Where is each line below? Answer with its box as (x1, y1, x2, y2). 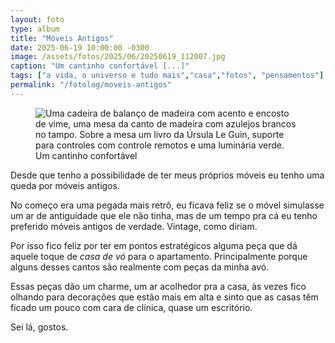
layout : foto (10, 14, 65, 25)
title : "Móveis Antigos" (10, 33, 114, 43)
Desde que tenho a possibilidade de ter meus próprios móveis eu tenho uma (10, 169, 325, 181)
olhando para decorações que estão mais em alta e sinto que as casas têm (10, 291, 319, 303)
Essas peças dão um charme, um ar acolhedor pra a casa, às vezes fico (10, 280, 307, 292)
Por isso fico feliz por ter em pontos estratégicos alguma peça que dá (10, 239, 298, 251)
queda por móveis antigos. (10, 179, 120, 191)
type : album (10, 24, 60, 34)
